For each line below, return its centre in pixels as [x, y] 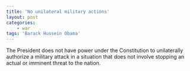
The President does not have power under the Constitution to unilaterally [95, 50]
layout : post [22, 17]
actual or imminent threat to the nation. [54, 63]
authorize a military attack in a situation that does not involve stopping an [95, 57]
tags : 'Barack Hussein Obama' [44, 34]
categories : [21, 22]
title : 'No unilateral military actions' [58, 12]
